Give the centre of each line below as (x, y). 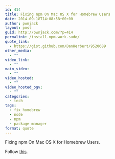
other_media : (18, 51)
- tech (16, 101)
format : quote (20, 128)
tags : (11, 106)
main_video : (17, 69)
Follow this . (17, 152)
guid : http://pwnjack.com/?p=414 (39, 32)
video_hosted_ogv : (24, 87)
